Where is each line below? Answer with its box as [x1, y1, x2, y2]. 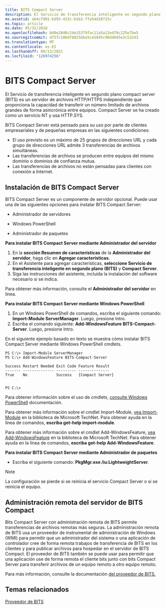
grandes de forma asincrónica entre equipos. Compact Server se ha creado [5, 107, 160, 113]
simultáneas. [12, 148, 39, 154]
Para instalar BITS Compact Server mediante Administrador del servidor [5, 240, 157, 246]
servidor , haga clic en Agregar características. [12, 255, 111, 261]
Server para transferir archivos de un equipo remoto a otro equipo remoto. [5, 561, 157, 567]
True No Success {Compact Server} [5, 372, 114, 378]
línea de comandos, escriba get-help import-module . [5, 420, 115, 426]
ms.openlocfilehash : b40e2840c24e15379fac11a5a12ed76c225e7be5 [5, 30, 139, 35]
